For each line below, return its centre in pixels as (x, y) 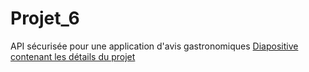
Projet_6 (45, 18)
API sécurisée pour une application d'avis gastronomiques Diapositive (154, 46)
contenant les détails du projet (73, 56)
